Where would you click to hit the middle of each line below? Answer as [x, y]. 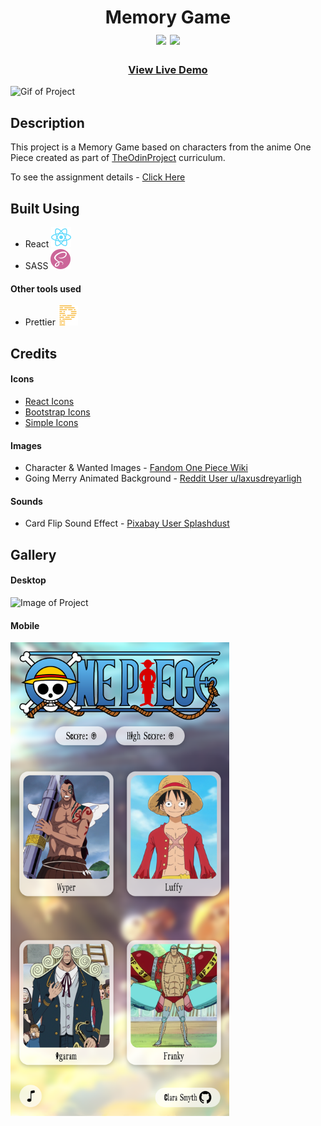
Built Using [45, 208]
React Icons [49, 401]
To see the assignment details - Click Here [98, 177]
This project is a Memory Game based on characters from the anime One [161, 147]
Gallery [33, 554]
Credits [34, 353]
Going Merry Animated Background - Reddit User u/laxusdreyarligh [163, 478]
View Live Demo [168, 70]
